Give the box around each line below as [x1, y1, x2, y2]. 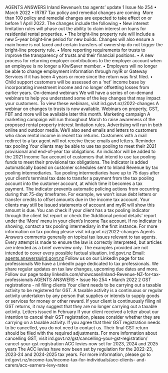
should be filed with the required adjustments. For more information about [5, 330, 157, 336]
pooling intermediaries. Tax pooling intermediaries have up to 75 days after [5, 170, 160, 175]
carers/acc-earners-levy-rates [5, 362, 68, 368]
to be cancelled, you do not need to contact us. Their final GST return [5, 325, 148, 331]
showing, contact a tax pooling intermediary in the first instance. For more [5, 223, 157, 229]
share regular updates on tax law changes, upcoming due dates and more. [5, 266, 158, 272]
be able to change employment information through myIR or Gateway [5, 68, 147, 74]
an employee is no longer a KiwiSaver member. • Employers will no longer [5, 63, 157, 69]
